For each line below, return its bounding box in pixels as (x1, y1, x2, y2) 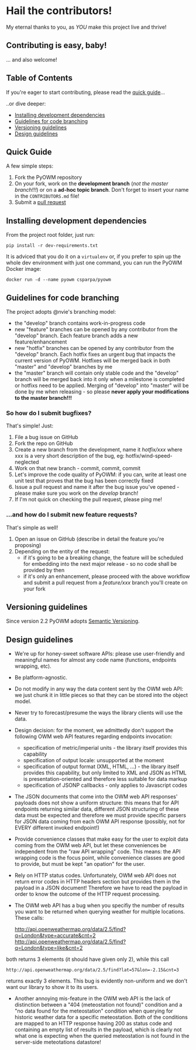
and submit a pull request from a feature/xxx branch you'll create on (23, 579, 188, 586)
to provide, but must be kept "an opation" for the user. (14, 861, 145, 868)
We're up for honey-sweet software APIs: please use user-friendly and (14, 650, 185, 657)
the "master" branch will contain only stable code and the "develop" (14, 369, 179, 376)
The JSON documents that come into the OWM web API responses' (14, 793, 178, 800)
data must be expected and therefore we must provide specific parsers (14, 812, 186, 819)
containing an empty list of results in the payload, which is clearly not (14, 1026, 182, 1033)
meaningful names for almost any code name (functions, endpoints (14, 657, 177, 664)
